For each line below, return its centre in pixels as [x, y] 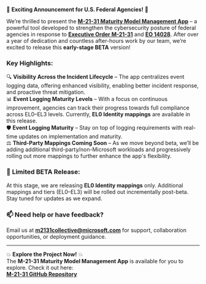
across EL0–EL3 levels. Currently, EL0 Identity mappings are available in [98, 114]
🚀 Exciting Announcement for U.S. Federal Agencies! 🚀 [78, 9]
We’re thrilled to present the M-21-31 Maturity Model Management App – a [102, 21]
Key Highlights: [30, 63]
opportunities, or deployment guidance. [56, 236]
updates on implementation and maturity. [71, 136]
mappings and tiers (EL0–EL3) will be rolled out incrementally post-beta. [97, 192]
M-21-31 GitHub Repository [42, 274]
